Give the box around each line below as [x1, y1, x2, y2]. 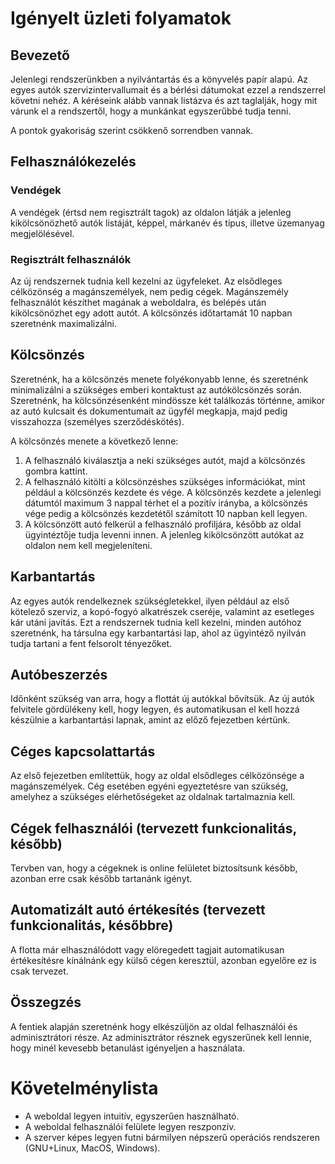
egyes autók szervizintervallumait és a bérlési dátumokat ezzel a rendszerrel [10, 84, 326, 96]
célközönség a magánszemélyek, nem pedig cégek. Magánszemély [10, 285, 289, 297]
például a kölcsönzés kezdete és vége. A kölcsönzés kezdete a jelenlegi [24, 486, 322, 498]
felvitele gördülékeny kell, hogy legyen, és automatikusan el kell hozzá [10, 703, 300, 716]
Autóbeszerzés [10, 667, 108, 683]
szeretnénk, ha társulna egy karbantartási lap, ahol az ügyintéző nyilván [10, 627, 307, 639]
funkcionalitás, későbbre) [10, 917, 174, 934]
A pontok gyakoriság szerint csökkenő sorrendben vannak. [10, 125, 254, 136]
